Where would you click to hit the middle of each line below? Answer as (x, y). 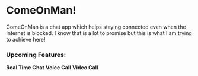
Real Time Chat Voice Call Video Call (52, 68)
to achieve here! (26, 39)
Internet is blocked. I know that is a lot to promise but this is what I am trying (99, 33)
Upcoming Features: (36, 55)
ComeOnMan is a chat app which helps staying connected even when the (96, 27)
